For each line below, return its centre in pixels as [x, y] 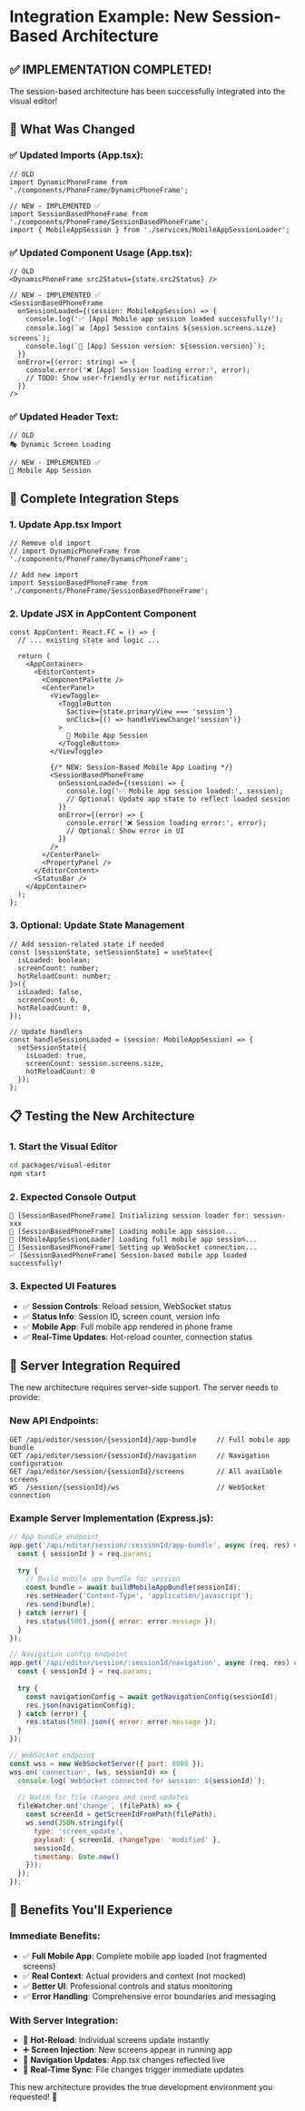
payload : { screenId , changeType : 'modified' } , [127, 1840]
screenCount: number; [59, 968]
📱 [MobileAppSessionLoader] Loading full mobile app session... [133, 1240]
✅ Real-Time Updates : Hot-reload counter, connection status [138, 1337]
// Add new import [44, 575]
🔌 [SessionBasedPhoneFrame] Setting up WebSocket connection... [133, 1248]
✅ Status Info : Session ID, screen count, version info [121, 1316]
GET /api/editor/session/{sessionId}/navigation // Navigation [140, 1455]
